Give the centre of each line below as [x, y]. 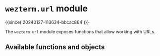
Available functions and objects [55, 47]
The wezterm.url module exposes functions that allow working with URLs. [80, 31]
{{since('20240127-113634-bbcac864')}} [47, 22]
